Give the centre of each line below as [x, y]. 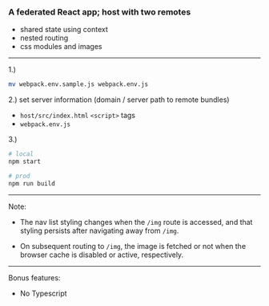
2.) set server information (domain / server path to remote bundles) [119, 100]
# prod [19, 176]
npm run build [32, 183]
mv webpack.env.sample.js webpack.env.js [78, 84]
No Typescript [43, 293]
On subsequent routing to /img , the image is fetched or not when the [133, 246]
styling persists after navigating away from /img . [99, 231]
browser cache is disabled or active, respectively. [102, 255]
